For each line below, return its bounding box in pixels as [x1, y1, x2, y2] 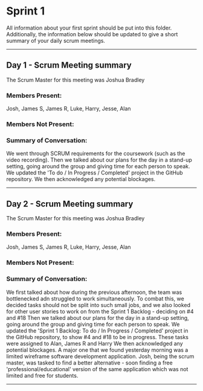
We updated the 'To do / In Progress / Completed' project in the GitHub [6, 169, 183, 176]
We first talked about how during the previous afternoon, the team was [6, 288, 182, 296]
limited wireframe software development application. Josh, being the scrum [6, 352, 195, 360]
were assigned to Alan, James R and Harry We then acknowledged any [6, 340, 183, 347]
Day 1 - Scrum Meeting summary [6, 60, 132, 71]
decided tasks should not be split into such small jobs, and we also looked [6, 301, 191, 308]
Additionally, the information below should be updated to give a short [6, 30, 178, 37]
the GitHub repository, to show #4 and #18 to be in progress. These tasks [6, 333, 189, 340]
